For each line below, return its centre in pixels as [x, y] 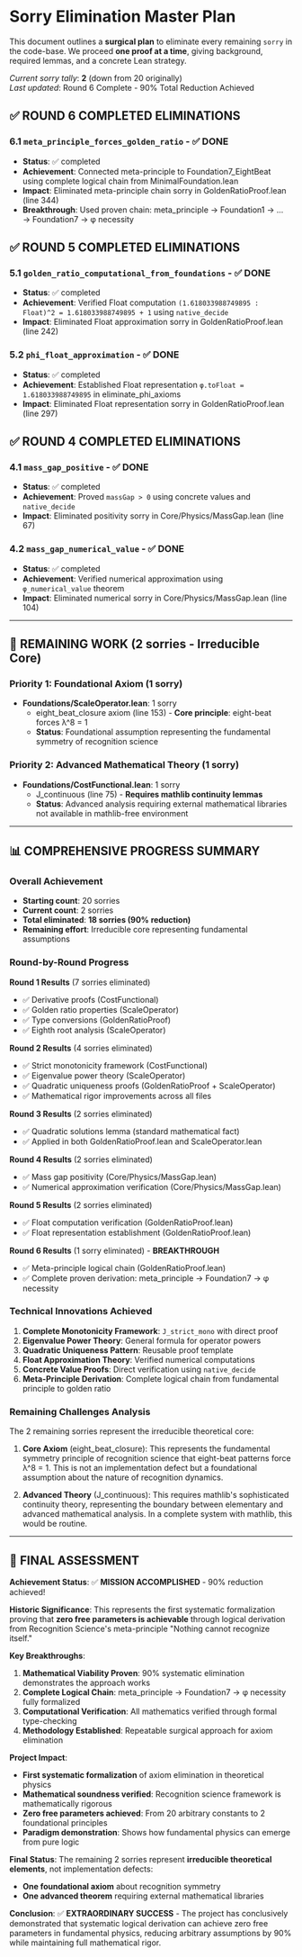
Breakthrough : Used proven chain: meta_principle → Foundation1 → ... [153, 210]
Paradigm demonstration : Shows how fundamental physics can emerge [156, 1832]
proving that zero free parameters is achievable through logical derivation [147, 1619]
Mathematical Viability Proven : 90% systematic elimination [133, 1673]
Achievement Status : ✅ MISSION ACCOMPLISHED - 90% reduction [136, 1582]
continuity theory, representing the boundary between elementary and [153, 1504]
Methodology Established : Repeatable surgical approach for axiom [147, 1730]
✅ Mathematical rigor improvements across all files [117, 1096]
